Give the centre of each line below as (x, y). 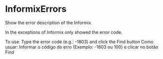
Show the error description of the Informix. (49, 23)
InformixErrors (36, 9)
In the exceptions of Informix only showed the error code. (64, 32)
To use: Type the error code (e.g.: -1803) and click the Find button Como (79, 42)
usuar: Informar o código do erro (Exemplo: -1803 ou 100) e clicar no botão (82, 47)
